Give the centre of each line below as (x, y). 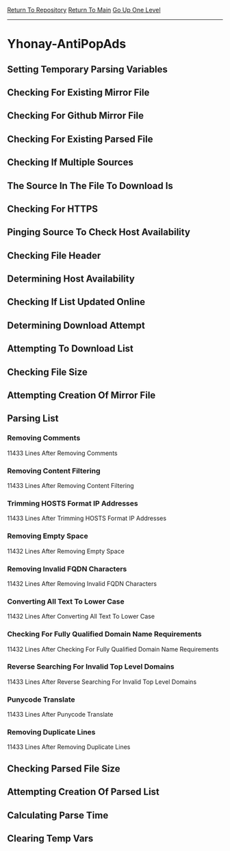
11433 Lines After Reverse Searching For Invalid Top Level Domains (102, 682)
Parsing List (33, 418)
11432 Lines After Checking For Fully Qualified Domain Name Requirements (113, 649)
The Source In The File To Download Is (90, 185)
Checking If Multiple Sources (70, 163)
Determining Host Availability (71, 279)
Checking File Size (47, 372)
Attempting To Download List (70, 349)
